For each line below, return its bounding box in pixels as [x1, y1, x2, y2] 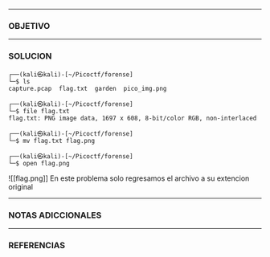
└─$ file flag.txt [8, 107, 70, 115]
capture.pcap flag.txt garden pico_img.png [8, 84, 167, 92]
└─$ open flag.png [8, 159, 70, 167]
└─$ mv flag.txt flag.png [8, 137, 95, 145]
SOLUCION [8, 51, 52, 62]
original [8, 182, 34, 191]
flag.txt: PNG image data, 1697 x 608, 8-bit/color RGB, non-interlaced [8, 114, 257, 122]
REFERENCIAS [8, 239, 66, 251]
